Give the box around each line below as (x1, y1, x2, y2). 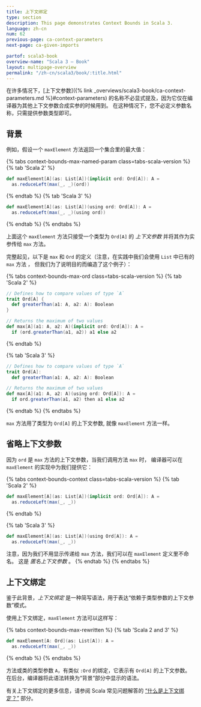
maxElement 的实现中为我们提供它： (6, 463, 93, 471)
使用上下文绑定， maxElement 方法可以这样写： (6, 615, 119, 622)
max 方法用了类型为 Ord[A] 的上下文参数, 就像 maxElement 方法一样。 (6, 420, 173, 427)
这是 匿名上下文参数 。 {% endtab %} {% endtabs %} (17, 558, 150, 565)
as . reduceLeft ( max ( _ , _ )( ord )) (11, 181, 90, 188)
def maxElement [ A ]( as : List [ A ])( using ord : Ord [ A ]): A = (6, 203, 152, 210)
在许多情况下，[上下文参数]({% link (6, 87, 93, 94)
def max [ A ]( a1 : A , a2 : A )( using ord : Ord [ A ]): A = (6, 391, 136, 397)
